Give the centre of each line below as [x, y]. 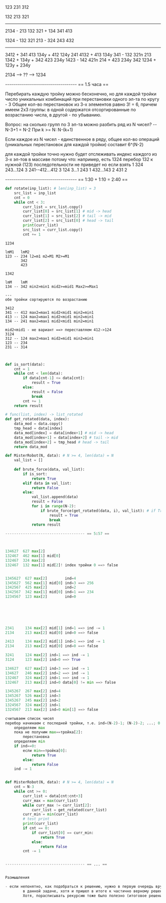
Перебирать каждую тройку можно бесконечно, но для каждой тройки [81, 94]
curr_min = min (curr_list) [51, 815]
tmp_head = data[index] [39, 428]
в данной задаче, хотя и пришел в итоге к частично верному [86, 891]
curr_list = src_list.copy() [53, 207]
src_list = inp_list [35, 193]
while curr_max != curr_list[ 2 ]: [57, 805]
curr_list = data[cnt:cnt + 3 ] [53, 796]
